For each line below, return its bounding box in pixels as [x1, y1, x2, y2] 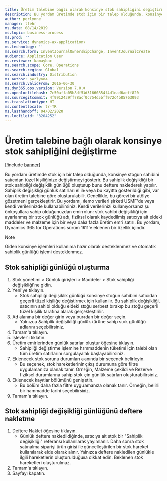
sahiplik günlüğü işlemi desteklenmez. [5, 249, 83, 255]
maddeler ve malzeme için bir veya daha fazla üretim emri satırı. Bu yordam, [5, 219, 161, 225]
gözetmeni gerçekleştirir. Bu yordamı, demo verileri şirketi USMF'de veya [5, 198, 155, 204]
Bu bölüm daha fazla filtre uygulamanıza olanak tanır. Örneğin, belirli [19, 382, 160, 388]
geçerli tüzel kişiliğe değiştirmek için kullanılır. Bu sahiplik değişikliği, [19, 298, 160, 304]
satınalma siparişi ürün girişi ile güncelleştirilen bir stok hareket [19, 444, 149, 450]
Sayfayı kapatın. [12, 470, 46, 476]
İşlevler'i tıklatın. [12, 334, 46, 340]
